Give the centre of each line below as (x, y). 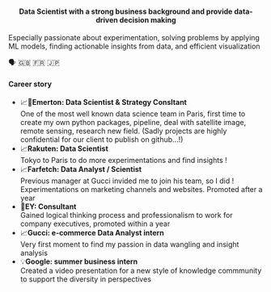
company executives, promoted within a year (95, 224)
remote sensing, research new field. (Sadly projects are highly (123, 131)
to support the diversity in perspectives (86, 279)
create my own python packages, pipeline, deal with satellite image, (133, 123)
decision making (148, 19)
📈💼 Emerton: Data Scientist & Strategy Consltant (104, 102)
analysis (34, 253)
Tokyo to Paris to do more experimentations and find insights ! (124, 161)
